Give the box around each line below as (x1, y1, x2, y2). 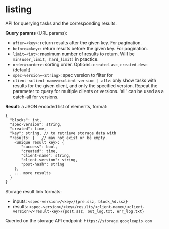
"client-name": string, (21, 153, 71, 158)
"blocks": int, (10, 117, 42, 122)
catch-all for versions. (12, 94, 59, 100)
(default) (12, 67, 31, 73)
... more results (14, 170, 51, 175)
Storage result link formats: (5, 188, 62, 194)
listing (5, 4, 32, 15)
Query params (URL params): (5, 30, 67, 36)
